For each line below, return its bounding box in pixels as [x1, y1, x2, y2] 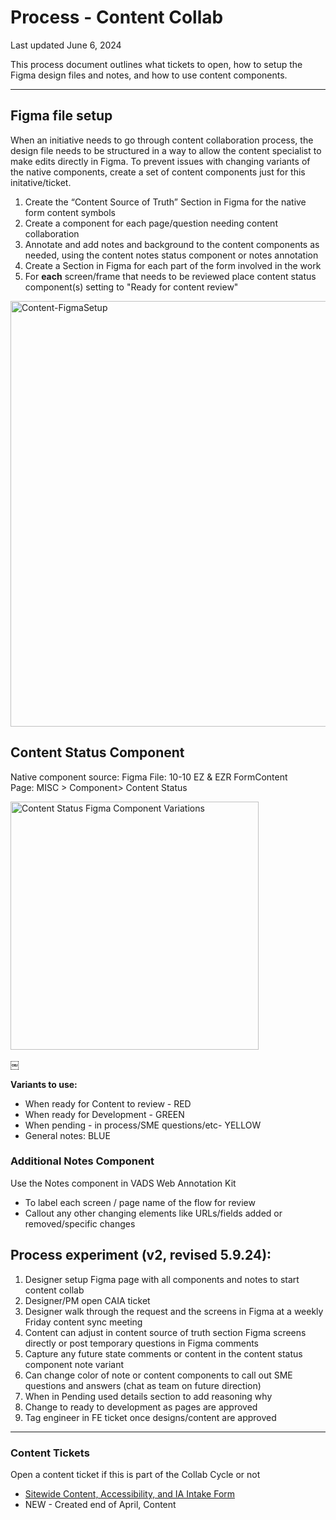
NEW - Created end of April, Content [24, 1498, 177, 1510]
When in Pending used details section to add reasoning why [24, 1390, 273, 1402]
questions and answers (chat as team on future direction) [24, 1379, 262, 1391]
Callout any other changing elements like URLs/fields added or [24, 1207, 283, 1219]
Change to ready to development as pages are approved [24, 1401, 258, 1413]
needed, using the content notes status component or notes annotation [24, 249, 319, 261]
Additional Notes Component [10, 1154, 155, 1168]
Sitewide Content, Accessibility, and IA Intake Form [24, 1487, 236, 1500]
